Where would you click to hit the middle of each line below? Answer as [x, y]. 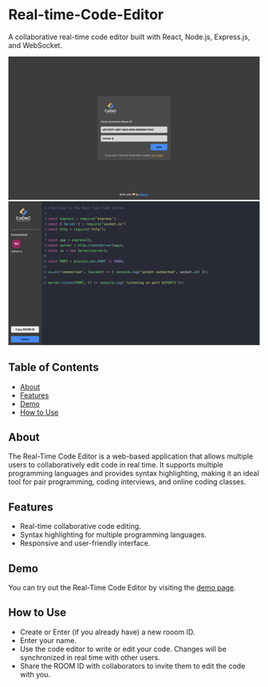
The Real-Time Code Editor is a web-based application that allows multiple [131, 456]
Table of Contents [54, 368]
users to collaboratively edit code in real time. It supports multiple [116, 465]
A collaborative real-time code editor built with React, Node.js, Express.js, [129, 37]
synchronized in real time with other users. [90, 657]
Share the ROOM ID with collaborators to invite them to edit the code [132, 665]
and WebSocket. [35, 45]
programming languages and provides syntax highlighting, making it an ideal [134, 474]
